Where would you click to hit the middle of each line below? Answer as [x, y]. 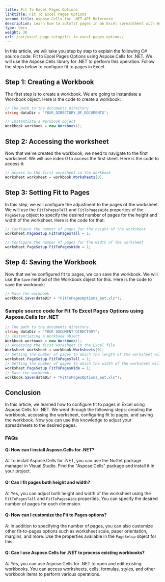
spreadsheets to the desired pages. [41, 425]
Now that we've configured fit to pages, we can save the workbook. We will [82, 274]
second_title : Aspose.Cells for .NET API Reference [59, 19]
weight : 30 [16, 32]
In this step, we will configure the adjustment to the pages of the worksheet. [82, 204]
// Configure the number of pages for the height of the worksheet [76, 229]
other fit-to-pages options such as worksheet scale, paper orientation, [76, 531]
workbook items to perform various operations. [53, 574]
